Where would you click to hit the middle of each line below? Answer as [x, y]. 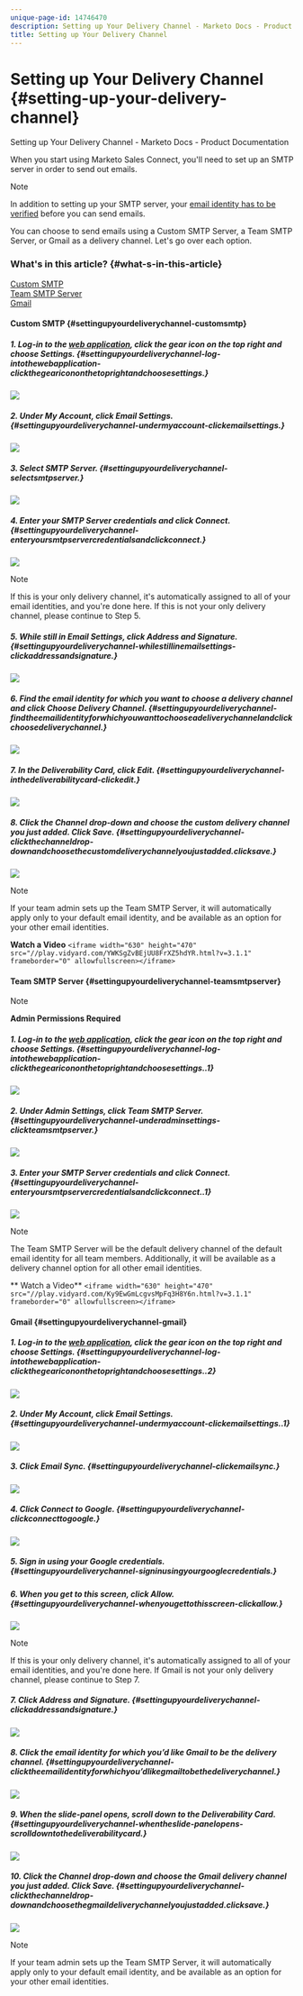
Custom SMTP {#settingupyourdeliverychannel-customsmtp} [129, 324]
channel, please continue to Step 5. [76, 616]
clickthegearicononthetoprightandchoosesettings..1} [112, 1068]
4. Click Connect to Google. [62, 1509]
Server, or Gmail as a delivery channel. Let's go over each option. [131, 241]
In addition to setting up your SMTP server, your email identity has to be [143, 205]
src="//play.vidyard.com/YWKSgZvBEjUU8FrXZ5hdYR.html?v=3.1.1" [131, 953]
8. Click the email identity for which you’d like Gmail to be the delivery [143, 1753]
